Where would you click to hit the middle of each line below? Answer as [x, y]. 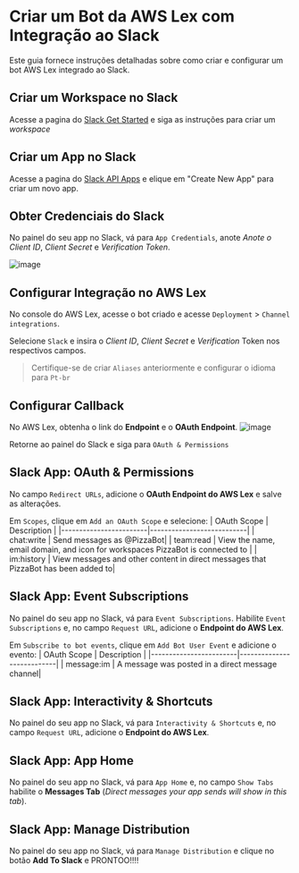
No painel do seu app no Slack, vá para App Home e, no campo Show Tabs [141, 782]
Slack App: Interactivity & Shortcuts [111, 702]
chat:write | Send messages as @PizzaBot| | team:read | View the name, [142, 539]
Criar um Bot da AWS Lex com [122, 17]
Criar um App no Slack [73, 157]
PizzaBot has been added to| [62, 568]
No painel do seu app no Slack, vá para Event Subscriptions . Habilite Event [148, 618]
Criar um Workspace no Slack [94, 98]
